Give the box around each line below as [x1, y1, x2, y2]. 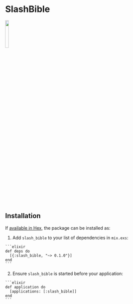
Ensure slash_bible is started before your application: [12, 271, 124, 277]
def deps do [5, 249, 30, 254]
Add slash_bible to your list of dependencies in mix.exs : [12, 235, 129, 241]
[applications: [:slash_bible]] [9, 289, 77, 294]
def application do [5, 285, 46, 290]
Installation [5, 212, 41, 220]
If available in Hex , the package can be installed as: [5, 225, 111, 231]
